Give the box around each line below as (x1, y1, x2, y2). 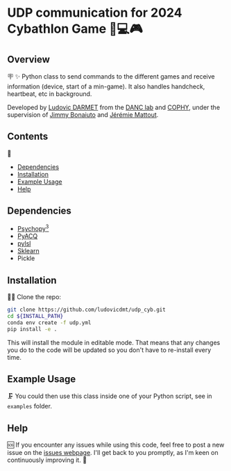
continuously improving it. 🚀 (7, 456, 87, 464)
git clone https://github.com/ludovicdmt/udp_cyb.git (7, 306, 166, 314)
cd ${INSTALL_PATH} (7, 312, 64, 319)
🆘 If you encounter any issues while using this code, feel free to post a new (7, 440, 225, 449)
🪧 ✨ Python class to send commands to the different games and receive (7, 72, 215, 81)
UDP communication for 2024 (7, 5, 182, 21)
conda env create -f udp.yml (7, 319, 92, 326)
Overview (7, 54, 51, 65)
